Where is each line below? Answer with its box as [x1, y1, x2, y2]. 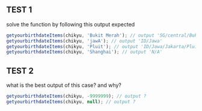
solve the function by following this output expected [6, 20, 135, 28]
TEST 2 [6, 65, 34, 76]
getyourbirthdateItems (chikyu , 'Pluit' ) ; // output [6, 43, 138, 50]
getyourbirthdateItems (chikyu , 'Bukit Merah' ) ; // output [6, 32, 155, 38]
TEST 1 [6, 5, 32, 15]
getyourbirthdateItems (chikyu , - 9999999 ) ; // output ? [6, 93, 147, 100]
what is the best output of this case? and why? [6, 82, 121, 89]
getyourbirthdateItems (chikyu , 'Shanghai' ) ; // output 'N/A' [6, 49, 163, 55]
